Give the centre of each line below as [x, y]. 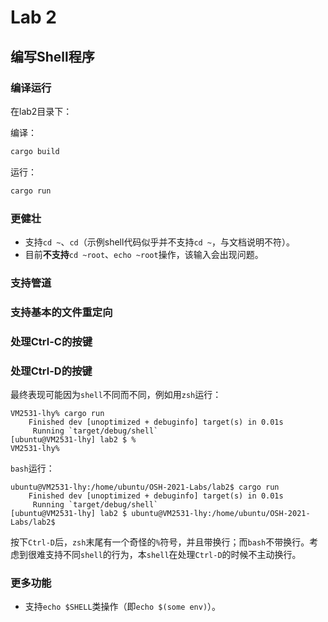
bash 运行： [32, 468]
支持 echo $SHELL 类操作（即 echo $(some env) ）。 [123, 607]
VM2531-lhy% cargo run [57, 413]
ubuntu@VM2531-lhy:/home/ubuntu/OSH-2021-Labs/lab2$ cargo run [145, 487]
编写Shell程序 [52, 56]
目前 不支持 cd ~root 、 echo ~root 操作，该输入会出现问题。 [144, 254]
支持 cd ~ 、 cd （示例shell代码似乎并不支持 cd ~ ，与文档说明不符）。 [160, 242]
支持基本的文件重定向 [61, 312]
